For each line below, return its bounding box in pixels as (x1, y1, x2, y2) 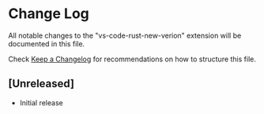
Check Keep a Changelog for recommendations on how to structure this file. (8, 54, 257, 64)
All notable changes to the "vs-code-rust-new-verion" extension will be (8, 31, 242, 40)
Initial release (19, 97, 63, 107)
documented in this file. (8, 39, 85, 48)
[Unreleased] (8, 77, 75, 90)
